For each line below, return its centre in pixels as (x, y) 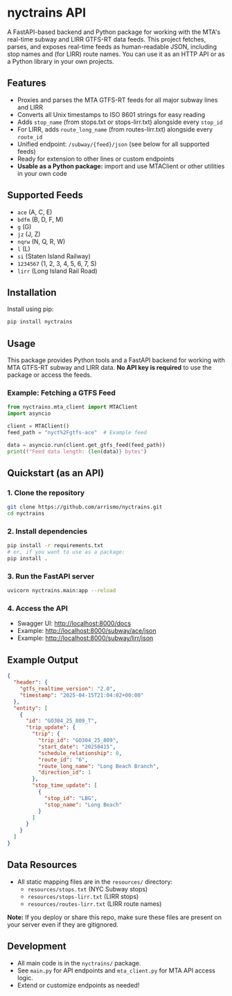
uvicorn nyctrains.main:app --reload (62, 591)
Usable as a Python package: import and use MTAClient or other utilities (121, 166)
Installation (32, 292)
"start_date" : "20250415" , (77, 747)
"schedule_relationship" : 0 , (80, 753)
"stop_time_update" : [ (65, 785)
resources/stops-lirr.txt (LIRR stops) (83, 896)
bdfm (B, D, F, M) (40, 219)
